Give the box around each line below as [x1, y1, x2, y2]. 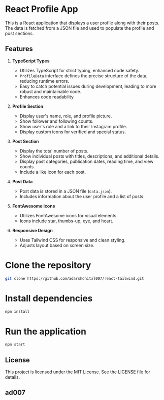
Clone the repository [5, 259, 91, 271]
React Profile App [5, 3, 78, 15]
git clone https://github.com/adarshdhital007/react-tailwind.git [5, 276, 144, 281]
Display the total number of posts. [19, 148, 89, 154]
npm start [5, 342, 26, 347]
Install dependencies [5, 293, 93, 304]
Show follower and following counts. [19, 118, 94, 124]
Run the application [5, 326, 87, 337]
